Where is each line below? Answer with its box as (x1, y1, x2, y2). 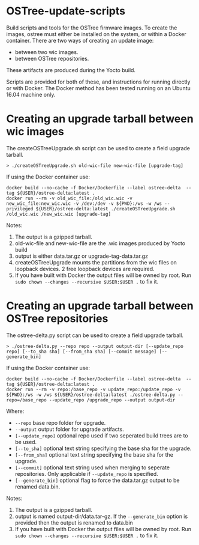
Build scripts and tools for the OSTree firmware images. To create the (6, 24, 177, 31)
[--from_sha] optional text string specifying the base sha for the (14, 451, 174, 458)
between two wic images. (14, 48, 79, 55)
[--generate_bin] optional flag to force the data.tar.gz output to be (14, 476, 180, 484)
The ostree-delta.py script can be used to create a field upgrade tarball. (6, 332, 184, 339)
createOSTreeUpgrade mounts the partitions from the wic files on (14, 258, 177, 266)
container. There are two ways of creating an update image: (6, 37, 154, 44)
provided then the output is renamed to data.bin (14, 519, 133, 526)
